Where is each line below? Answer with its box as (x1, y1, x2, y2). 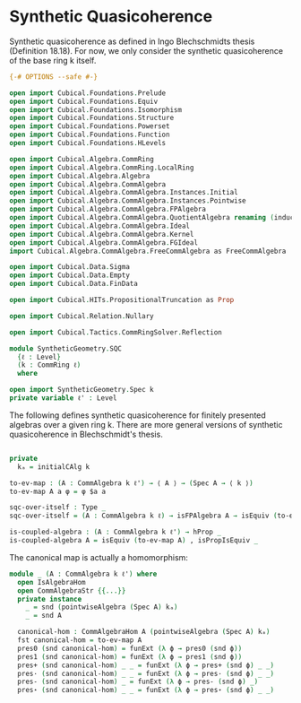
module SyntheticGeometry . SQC (9, 343, 123, 353)
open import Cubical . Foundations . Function (9, 130, 170, 140)
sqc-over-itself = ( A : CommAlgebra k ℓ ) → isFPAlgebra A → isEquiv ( (9, 511, 278, 521)
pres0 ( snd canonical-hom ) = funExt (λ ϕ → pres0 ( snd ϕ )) (17, 644, 243, 653)
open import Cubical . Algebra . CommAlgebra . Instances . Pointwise (9, 196, 246, 205)
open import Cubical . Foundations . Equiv (9, 97, 159, 106)
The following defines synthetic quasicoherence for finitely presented (9, 410, 266, 421)
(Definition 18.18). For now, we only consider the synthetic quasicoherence (9, 45, 284, 56)
